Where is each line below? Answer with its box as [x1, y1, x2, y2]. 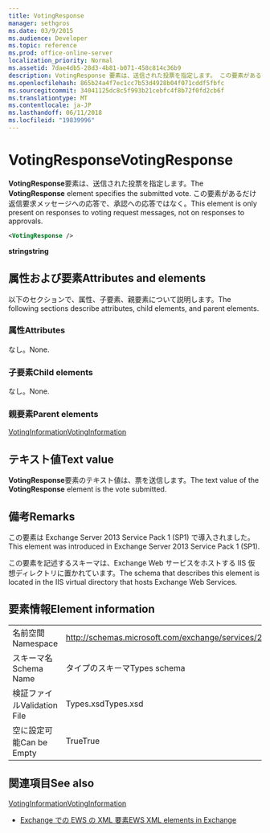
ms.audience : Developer [8, 34, 88, 43]
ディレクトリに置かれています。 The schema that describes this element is [14, 568, 260, 578]
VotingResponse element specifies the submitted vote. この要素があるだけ [8, 188, 257, 198]
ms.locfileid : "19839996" [8, 116, 95, 125]
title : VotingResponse [8, 11, 84, 20]
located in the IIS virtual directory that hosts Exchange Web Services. [8, 578, 238, 587]
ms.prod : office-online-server [8, 49, 113, 57]
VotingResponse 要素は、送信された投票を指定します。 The [8, 178, 204, 188]
